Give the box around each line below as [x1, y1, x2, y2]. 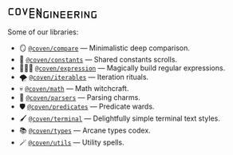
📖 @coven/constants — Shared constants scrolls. [18, 55, 177, 64]
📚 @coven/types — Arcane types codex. [18, 125, 151, 135]
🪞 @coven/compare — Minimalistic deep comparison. [18, 43, 191, 53]
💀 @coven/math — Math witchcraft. [18, 84, 129, 93]
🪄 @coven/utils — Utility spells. [18, 137, 124, 147]
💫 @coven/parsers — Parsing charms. [18, 93, 140, 102]
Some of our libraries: [7, 27, 79, 37]
